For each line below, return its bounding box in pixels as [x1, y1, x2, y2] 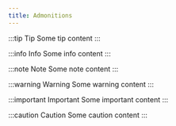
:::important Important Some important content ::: [8, 94, 169, 104]
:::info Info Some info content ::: [8, 48, 111, 58]
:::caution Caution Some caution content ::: [8, 110, 148, 120]
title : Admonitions [8, 11, 73, 20]
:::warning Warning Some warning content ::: [8, 79, 155, 89]
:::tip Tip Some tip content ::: [8, 33, 101, 43]
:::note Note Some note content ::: [8, 64, 119, 74]
